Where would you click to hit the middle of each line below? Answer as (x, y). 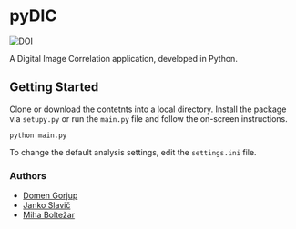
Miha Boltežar (49, 215)
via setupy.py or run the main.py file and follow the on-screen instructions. (149, 118)
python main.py (38, 135)
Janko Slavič (46, 205)
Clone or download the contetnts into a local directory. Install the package (148, 109)
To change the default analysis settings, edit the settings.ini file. (133, 152)
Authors (28, 175)
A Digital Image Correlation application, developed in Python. (124, 58)
